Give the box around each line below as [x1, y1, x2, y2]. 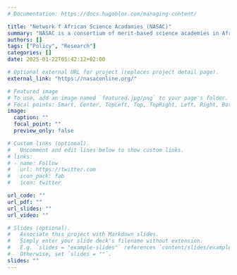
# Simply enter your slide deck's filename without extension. [7, 238, 203, 245]
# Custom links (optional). [7, 140, 90, 147]
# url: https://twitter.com [7, 166, 97, 173]
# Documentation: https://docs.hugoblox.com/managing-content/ [7, 10, 197, 18]
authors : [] [7, 36, 42, 43]
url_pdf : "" [7, 198, 42, 205]
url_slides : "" [7, 205, 52, 212]
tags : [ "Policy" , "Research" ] [7, 43, 97, 50]
